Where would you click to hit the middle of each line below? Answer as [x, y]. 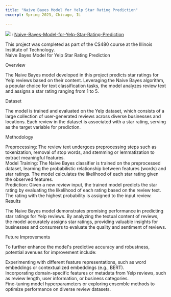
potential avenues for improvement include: [51, 252]
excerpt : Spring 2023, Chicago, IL [43, 15]
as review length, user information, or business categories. [67, 278]
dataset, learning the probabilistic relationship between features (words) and [86, 168]
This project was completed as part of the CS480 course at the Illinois [79, 44]
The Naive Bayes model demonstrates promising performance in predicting [84, 211]
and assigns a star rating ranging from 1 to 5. [52, 91]
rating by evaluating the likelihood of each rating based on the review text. [83, 190]
